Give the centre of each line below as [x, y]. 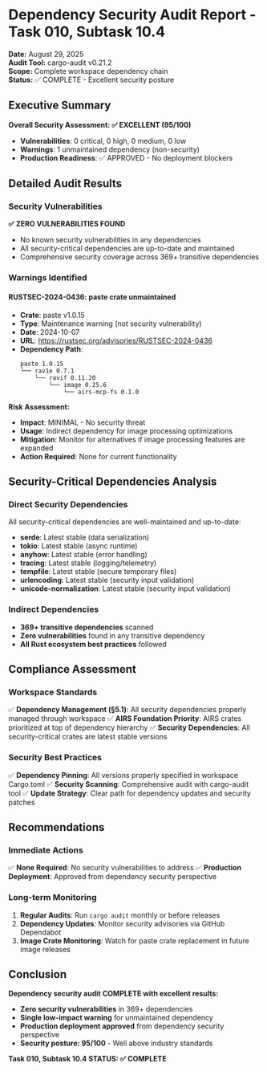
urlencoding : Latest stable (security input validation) [107, 580]
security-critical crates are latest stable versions [88, 737]
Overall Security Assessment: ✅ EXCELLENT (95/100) [100, 124]
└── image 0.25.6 [78, 385]
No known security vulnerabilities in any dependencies [111, 240]
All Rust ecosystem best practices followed [93, 644]
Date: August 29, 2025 [46, 54]
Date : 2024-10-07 [50, 332]
